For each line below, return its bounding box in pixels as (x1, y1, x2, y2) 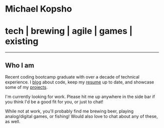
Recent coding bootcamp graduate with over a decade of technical (5, 74, 140, 80)
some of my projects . (5, 84, 48, 90)
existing (5, 36, 39, 47)
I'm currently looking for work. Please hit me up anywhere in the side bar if (5, 94, 155, 99)
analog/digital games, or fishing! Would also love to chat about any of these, (5, 113, 158, 119)
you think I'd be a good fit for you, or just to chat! (5, 98, 103, 105)
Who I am (5, 61, 34, 69)
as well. (5, 118, 20, 124)
